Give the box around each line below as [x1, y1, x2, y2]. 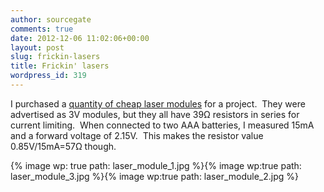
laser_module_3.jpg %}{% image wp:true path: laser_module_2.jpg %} [10, 170, 300, 182]
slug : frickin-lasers [10, 52, 101, 62]
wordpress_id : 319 [10, 71, 87, 81]
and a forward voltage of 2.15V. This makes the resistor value [10, 129, 264, 141]
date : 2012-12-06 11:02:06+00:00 [10, 33, 150, 43]
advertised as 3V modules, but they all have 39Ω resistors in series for [10, 108, 300, 120]
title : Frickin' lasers [10, 61, 110, 71]
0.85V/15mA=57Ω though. [10, 140, 117, 152]
